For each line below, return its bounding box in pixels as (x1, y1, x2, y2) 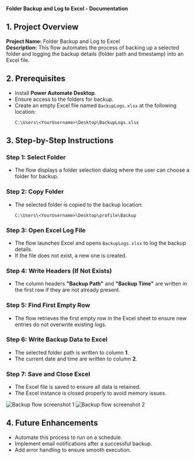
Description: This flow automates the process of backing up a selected (6, 44, 180, 51)
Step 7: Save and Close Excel (6, 370, 90, 378)
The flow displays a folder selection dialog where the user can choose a (14, 166, 190, 173)
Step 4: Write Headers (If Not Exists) (6, 267, 113, 275)
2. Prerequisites (6, 74, 66, 84)
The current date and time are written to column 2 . (14, 355, 137, 362)
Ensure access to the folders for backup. (14, 96, 114, 103)
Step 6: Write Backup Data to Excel (6, 336, 108, 344)
